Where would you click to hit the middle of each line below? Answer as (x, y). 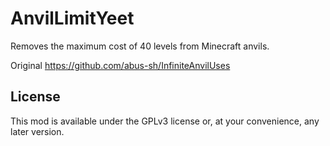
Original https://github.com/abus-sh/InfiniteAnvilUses (120, 65)
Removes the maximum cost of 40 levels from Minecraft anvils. (140, 46)
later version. (37, 131)
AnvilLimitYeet (72, 18)
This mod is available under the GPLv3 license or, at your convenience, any (165, 121)
